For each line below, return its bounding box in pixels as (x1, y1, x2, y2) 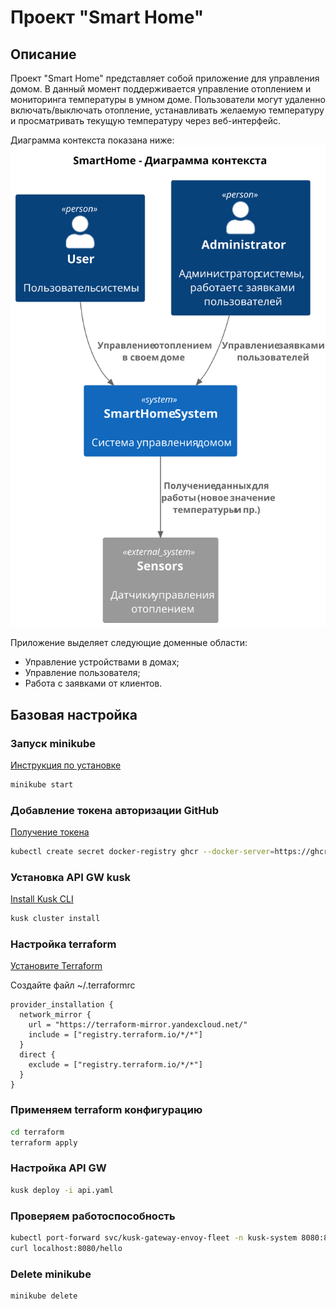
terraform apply (10, 1137, 78, 1148)
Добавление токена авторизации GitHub (10, 803, 219, 817)
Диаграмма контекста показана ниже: (10, 134, 175, 146)
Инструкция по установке (10, 759, 122, 771)
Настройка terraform (10, 937, 117, 951)
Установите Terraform (10, 960, 103, 972)
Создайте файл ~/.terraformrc (10, 979, 136, 991)
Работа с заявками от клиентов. (24, 677, 163, 690)
